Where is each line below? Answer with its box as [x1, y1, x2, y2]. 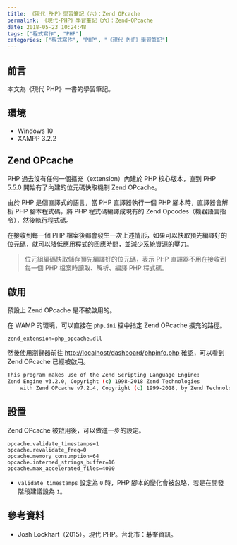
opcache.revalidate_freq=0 [7, 446, 87, 453]
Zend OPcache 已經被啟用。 [7, 358, 90, 366]
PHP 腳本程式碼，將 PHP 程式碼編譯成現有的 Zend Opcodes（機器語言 [15, 206, 220, 216]
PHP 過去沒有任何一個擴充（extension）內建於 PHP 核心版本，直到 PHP [7, 174, 217, 182]
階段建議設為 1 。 [17, 487, 66, 496]
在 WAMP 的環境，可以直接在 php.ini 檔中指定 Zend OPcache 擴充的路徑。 [7, 321, 226, 329]
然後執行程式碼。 [22, 216, 73, 224]
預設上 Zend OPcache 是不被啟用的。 [7, 306, 116, 315]
